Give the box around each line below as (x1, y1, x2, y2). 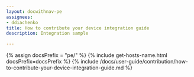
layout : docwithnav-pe (6, 8, 62, 15)
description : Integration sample (6, 31, 89, 36)
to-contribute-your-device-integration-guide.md (6, 64, 124, 71)
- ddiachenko (6, 19, 38, 25)
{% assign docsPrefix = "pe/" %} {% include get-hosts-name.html (6, 52, 167, 59)
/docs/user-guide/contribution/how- (99, 58, 188, 65)
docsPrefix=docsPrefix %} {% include (6, 58, 99, 65)
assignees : (6, 14, 33, 20)
